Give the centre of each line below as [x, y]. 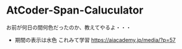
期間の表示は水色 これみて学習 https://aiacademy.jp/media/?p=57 [95, 40]
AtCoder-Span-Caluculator [75, 10]
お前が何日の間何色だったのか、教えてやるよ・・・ [69, 27]
